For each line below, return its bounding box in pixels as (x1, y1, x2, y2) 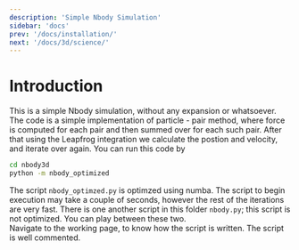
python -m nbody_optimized (9, 169, 110, 178)
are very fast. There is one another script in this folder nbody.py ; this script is (9, 204, 291, 214)
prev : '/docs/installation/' (9, 29, 118, 38)
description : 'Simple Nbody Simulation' (9, 12, 162, 22)
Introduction (9, 77, 104, 96)
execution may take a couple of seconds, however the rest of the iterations (9, 194, 285, 205)
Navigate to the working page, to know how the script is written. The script (9, 222, 284, 233)
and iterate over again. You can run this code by (9, 143, 186, 154)
